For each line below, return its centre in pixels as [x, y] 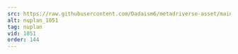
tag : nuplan [25, 27]
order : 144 [23, 40]
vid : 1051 [22, 33]
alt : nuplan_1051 [33, 20]
